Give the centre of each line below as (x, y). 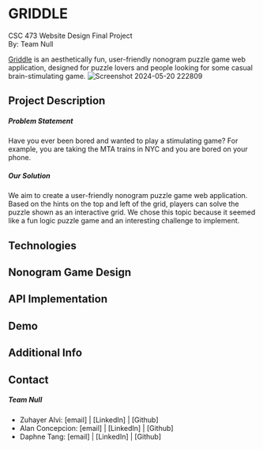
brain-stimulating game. (47, 76)
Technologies (43, 245)
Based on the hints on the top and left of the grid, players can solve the (124, 204)
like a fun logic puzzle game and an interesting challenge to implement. (124, 221)
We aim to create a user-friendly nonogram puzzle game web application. (128, 196)
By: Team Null (31, 43)
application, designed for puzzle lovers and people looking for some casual (130, 67)
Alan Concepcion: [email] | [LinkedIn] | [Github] (96, 428)
